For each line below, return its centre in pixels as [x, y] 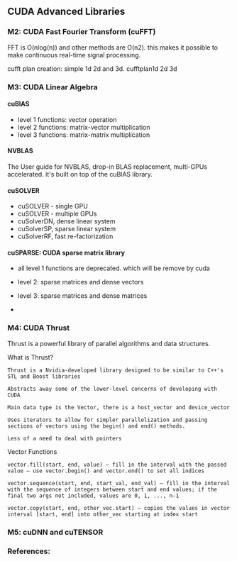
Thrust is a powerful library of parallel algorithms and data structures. [109, 343]
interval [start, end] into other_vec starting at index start [103, 514]
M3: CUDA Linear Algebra [53, 87]
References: [29, 551]
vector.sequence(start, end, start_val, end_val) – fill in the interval [119, 483]
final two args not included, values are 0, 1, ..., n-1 [93, 496]
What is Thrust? [31, 357]
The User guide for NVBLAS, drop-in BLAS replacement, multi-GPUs [108, 167]
